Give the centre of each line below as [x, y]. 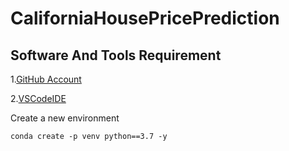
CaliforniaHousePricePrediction [145, 18]
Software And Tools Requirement [116, 55]
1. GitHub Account [46, 79]
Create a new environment [65, 118]
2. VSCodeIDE [38, 98]
